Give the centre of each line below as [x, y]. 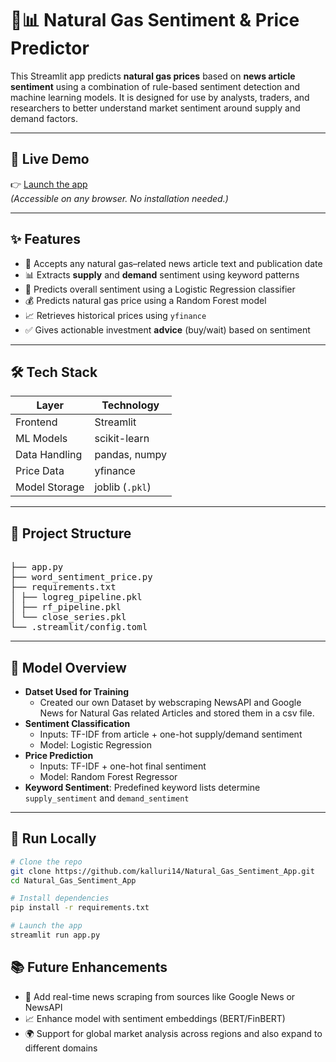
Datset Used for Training [77, 691]
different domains [61, 1048]
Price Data [40, 471]
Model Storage [50, 487]
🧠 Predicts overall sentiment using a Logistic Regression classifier [160, 289]
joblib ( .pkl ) [123, 487]
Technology [130, 405]
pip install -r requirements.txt [80, 908]
